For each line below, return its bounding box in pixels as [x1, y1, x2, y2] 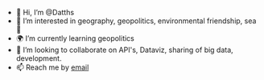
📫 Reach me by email [15, 62, 89, 72]
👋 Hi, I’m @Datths [15, 8, 75, 17]
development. [15, 54, 62, 63]
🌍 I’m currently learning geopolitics [15, 34, 134, 43]
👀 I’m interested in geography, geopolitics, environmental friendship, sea [15, 16, 257, 26]
